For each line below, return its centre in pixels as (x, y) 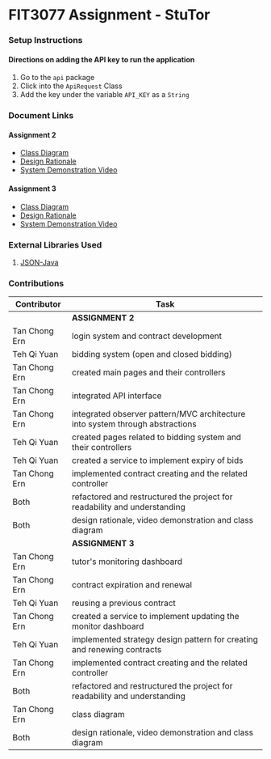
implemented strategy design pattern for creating (165, 639)
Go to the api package (57, 78)
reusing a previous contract (123, 603)
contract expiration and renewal (131, 585)
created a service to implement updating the (155, 617)
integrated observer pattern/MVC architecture (158, 414)
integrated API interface (117, 396)
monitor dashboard (108, 626)
